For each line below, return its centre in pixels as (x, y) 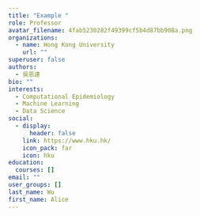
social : (21, 119)
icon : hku (39, 155)
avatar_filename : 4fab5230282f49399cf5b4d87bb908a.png (100, 30)
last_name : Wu (32, 192)
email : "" (25, 178)
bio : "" (21, 81)
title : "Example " (38, 15)
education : (26, 163)
